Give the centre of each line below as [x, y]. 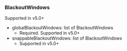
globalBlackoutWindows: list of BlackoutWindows [63, 28]
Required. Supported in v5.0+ [50, 33]
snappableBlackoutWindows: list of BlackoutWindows [67, 38]
